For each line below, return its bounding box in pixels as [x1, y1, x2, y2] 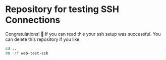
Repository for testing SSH [5, 4, 120, 15]
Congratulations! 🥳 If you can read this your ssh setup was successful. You [5, 31, 161, 37]
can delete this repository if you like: [5, 36, 81, 42]
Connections [5, 14, 61, 26]
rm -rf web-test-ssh [5, 50, 49, 56]
